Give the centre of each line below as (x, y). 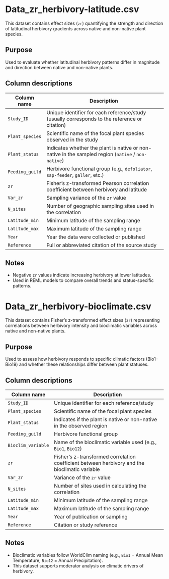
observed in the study (72, 139)
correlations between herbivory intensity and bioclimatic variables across (81, 326)
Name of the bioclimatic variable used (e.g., (105, 442)
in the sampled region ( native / (99, 154)
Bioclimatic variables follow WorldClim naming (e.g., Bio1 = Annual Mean (88, 555)
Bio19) (12, 364)
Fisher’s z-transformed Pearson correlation (98, 183)
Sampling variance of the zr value (87, 198)
